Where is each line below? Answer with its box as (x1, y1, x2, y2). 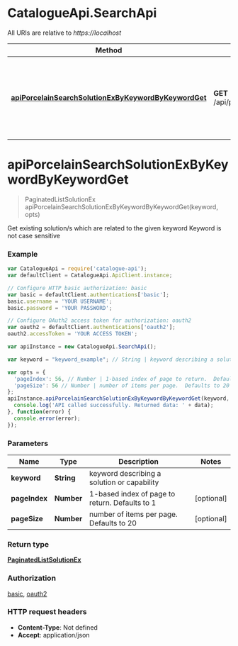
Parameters (7, 438, 48, 448)
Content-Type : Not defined (17, 623, 98, 632)
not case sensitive (7, 231, 60, 240)
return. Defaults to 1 (89, 498, 157, 508)
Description (118, 456, 159, 466)
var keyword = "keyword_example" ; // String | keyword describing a (7, 356, 214, 363)
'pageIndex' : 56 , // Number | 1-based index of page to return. (13, 375, 208, 382)
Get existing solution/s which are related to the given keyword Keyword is (7, 223, 222, 232)
